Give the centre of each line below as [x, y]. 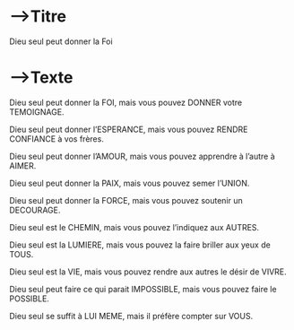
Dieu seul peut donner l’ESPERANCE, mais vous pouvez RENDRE [129, 129]
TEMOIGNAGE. [37, 112]
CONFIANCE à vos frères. [57, 139]
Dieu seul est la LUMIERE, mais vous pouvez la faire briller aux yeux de [140, 245]
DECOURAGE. [35, 210]
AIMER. [23, 165]
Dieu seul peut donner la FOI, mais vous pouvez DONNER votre [126, 102]
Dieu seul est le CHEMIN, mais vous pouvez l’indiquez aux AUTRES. [134, 227]
